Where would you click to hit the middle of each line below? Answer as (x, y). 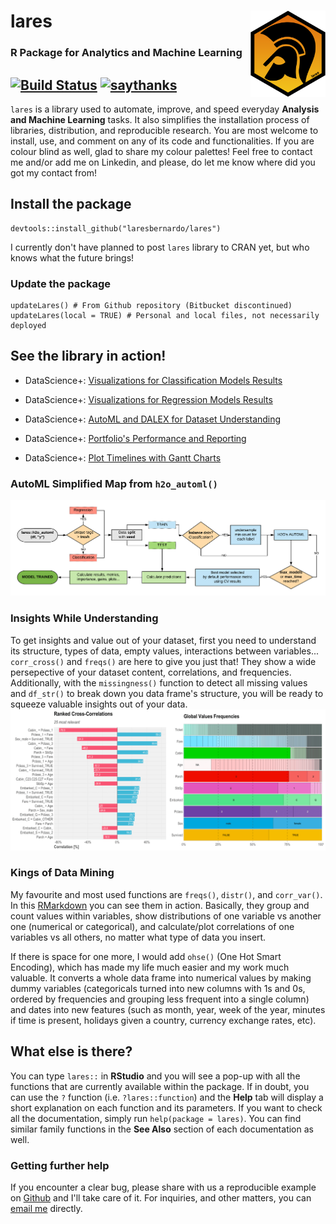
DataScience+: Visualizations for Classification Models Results (153, 380)
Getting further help (60, 1165)
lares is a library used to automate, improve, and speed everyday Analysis (165, 109)
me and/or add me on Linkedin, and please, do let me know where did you (163, 162)
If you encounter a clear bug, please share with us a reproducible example (163, 1187)
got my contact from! (53, 172)
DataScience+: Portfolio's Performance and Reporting (135, 438)
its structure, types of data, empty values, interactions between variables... (164, 651)
